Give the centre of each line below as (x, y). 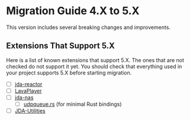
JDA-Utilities (30, 111)
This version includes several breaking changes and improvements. (88, 27)
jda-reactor (28, 84)
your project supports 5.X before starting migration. (69, 73)
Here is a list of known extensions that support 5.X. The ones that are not (95, 60)
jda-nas (24, 97)
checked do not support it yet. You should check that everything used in (94, 66)
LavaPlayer (28, 90)
